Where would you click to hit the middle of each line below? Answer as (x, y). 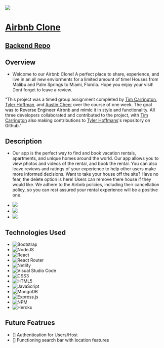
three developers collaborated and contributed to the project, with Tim (77, 115)
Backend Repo (28, 46)
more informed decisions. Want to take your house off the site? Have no (85, 174)
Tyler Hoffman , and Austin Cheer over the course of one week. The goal (79, 105)
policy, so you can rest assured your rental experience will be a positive (85, 190)
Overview (20, 62)
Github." (13, 126)
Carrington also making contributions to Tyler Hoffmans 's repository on (78, 120)
